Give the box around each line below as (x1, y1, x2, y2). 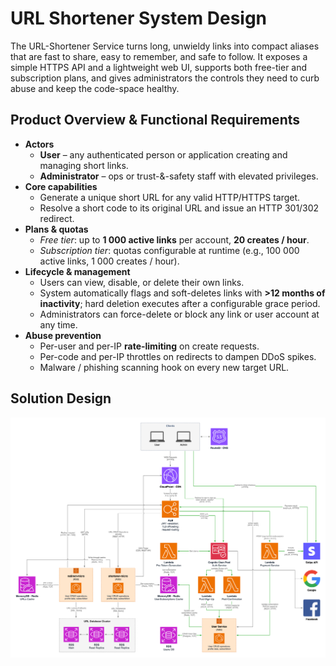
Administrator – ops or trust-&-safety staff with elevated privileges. (39, 170, 319, 182)
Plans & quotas (24, 223, 89, 235)
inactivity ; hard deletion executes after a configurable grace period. (39, 297, 321, 309)
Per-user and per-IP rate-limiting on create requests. (39, 340, 260, 352)
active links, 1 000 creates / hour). (39, 255, 180, 267)
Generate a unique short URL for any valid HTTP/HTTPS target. (39, 191, 301, 203)
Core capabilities (24, 180, 98, 192)
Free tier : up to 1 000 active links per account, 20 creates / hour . (39, 233, 310, 246)
